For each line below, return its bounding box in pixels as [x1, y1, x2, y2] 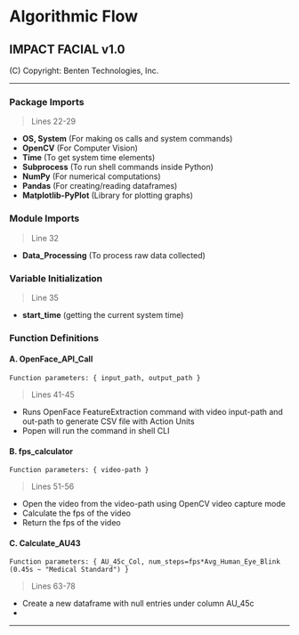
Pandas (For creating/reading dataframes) [21, 181, 178, 191]
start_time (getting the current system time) [21, 309, 184, 320]
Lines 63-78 [30, 581, 76, 591]
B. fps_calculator [9, 445, 74, 456]
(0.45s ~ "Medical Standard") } [9, 566, 129, 574]
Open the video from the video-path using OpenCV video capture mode [21, 499, 287, 509]
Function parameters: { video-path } [9, 466, 149, 475]
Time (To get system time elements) [21, 152, 156, 163]
